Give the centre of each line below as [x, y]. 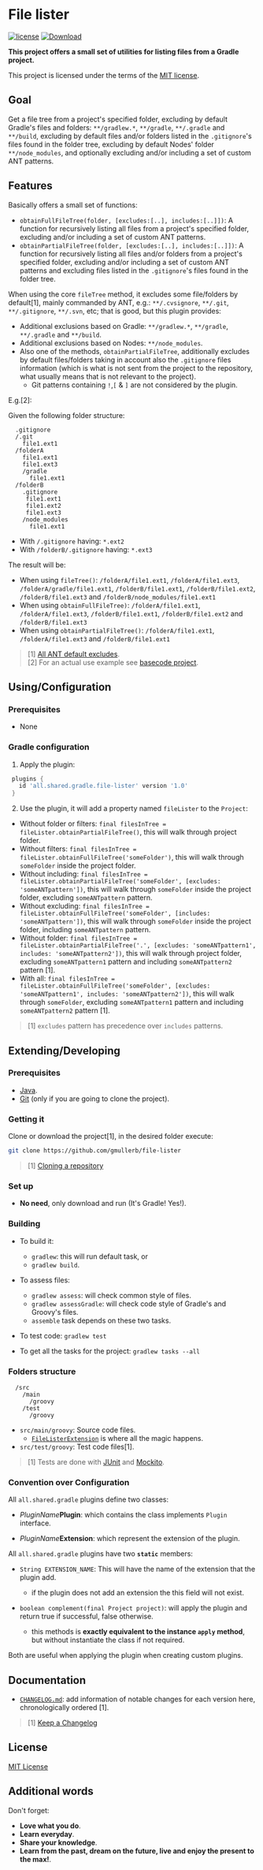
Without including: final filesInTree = [83, 874]
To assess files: [45, 1280]
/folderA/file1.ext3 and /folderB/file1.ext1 [95, 638]
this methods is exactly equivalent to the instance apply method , [138, 1632]
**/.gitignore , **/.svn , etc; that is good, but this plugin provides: [115, 311]
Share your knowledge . [58, 1842]
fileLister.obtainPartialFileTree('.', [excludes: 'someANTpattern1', [138, 946]
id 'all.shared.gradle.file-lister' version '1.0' [104, 786]
